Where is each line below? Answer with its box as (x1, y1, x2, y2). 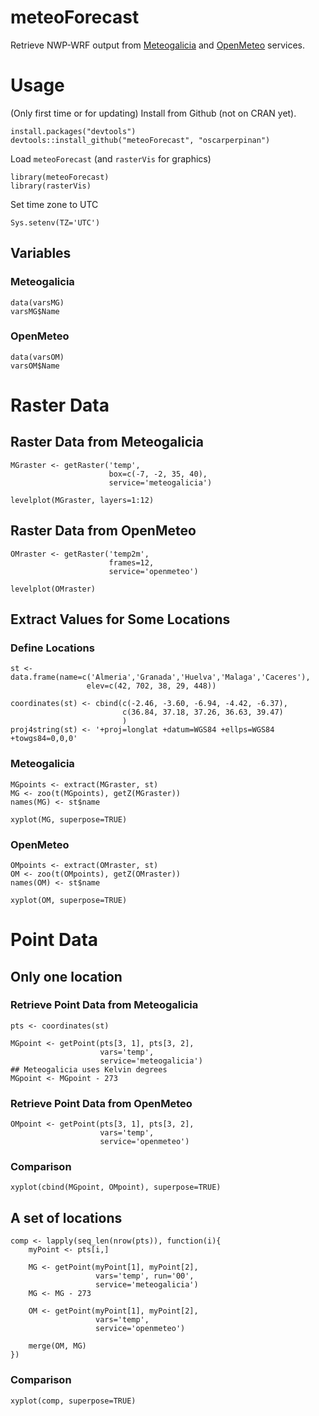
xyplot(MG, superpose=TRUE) (10, 814, 128, 825)
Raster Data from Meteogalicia (10, 434, 204, 451)
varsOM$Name (10, 361, 60, 371)
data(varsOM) (10, 352, 65, 362)
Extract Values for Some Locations (10, 611, 231, 628)
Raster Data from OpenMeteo (10, 522, 197, 540)
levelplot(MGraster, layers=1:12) (10, 495, 155, 505)
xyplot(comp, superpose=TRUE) (10, 1396, 137, 1406)
